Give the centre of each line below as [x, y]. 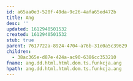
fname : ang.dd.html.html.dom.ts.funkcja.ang [64, 63]
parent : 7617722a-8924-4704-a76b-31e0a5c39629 [67, 46]
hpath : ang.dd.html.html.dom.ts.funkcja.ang [64, 69]
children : [19, 52]
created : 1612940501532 [37, 35]
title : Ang [20, 18]
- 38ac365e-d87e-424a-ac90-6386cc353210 [64, 57]
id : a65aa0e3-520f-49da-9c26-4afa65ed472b [61, 12]
